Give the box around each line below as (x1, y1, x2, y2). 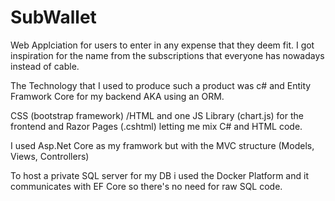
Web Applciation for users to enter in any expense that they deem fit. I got (10, 39, 315, 51)
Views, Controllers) (10, 150, 90, 162)
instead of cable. (10, 60, 80, 72)
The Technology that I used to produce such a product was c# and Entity (10, 79, 312, 91)
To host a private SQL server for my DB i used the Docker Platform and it (10, 169, 309, 181)
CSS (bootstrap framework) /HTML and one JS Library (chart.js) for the (10, 109, 304, 121)
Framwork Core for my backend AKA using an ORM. (10, 90, 225, 102)
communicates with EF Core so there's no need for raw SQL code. (10, 180, 283, 192)
